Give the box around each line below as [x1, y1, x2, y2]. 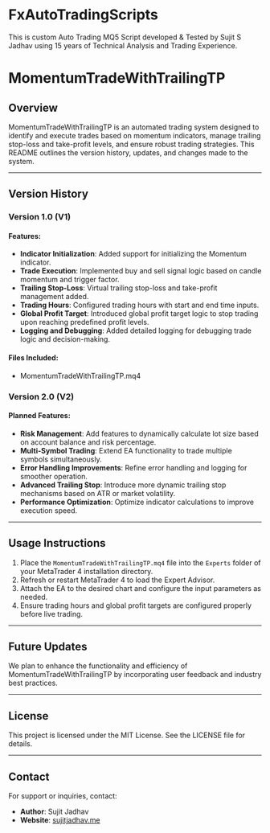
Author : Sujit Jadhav [19, 806, 89, 817]
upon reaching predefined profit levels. [19, 318, 149, 327]
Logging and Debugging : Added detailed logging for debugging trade [19, 326, 252, 335]
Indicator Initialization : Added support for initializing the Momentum [19, 249, 247, 259]
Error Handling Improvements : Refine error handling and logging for [19, 462, 247, 472]
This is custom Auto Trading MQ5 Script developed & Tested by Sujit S [8, 32, 242, 42]
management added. [19, 292, 89, 302]
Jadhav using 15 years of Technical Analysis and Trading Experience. [8, 40, 238, 50]
